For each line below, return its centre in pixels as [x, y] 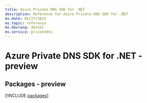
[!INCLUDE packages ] [27, 96]
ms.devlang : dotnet [25, 28]
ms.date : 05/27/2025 [26, 18]
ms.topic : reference [26, 23]
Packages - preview [35, 84]
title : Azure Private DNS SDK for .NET [45, 9]
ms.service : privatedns [29, 32]
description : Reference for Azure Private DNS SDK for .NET [67, 14]
